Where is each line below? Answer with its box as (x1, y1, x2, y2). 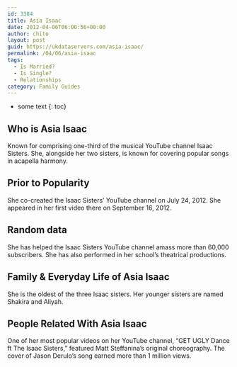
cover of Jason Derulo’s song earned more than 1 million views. (7, 351, 192, 360)
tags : (7, 57, 23, 64)
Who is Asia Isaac (7, 123, 87, 135)
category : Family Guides (7, 83, 81, 90)
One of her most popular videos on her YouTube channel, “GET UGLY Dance (7, 337, 230, 345)
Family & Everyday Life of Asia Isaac (7, 271, 170, 283)
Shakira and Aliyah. (7, 297, 64, 305)
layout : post (7, 37, 46, 44)
